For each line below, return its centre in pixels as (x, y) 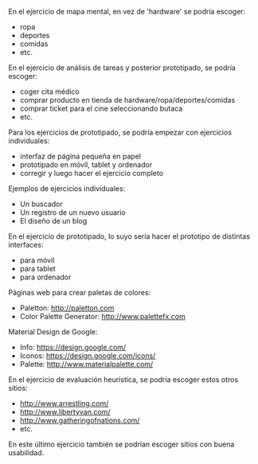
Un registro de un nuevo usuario (72, 213)
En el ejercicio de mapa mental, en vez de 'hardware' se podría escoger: (127, 12)
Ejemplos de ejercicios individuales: (67, 189)
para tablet (37, 269)
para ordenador (45, 277)
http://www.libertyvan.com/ (65, 412)
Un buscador (41, 204)
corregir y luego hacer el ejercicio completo (92, 173)
